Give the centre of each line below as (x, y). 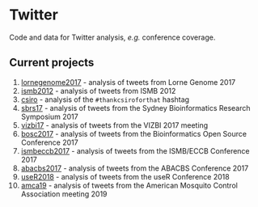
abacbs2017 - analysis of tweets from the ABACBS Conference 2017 (135, 168)
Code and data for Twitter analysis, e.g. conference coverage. (112, 37)
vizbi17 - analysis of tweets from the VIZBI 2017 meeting (114, 125)
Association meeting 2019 (64, 194)
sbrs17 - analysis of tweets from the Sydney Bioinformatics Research (135, 108)
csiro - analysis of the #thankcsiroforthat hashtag (105, 99)
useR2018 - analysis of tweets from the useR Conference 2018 (125, 176)
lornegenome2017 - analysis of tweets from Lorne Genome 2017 (128, 82)
